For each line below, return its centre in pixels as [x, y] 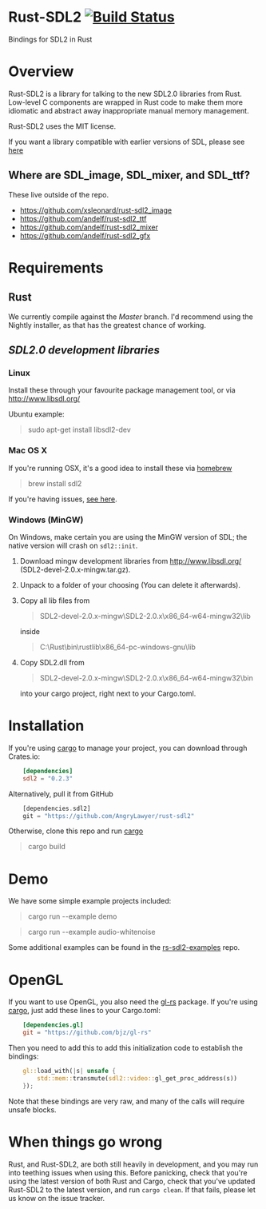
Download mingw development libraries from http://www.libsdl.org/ [131, 561]
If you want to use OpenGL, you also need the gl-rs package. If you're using [133, 1002]
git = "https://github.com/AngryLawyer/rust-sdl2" [109, 816]
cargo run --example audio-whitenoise [91, 932]
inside [30, 631]
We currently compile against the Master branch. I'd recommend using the [131, 317]
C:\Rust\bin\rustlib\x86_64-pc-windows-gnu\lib [117, 647]
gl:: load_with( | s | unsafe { [69, 1071]
